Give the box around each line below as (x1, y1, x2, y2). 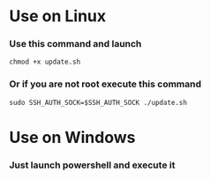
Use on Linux (9, 6, 107, 26)
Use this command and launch (9, 38, 142, 50)
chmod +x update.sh (9, 57, 81, 67)
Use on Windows (9, 127, 136, 147)
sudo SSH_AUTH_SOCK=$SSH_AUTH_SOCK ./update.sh (9, 98, 188, 107)
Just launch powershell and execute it (9, 159, 176, 171)
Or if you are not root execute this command (9, 78, 202, 90)
